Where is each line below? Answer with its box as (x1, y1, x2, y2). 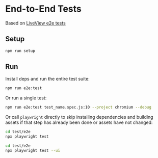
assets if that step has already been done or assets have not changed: (5, 119, 153, 125)
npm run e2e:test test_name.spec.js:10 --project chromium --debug (5, 105, 152, 110)
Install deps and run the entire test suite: (5, 76, 90, 82)
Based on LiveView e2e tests (5, 20, 66, 26)
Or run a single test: (5, 95, 47, 101)
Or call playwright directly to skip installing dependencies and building (5, 114, 154, 120)
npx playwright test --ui (5, 148, 60, 153)
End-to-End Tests (5, 3, 82, 15)
